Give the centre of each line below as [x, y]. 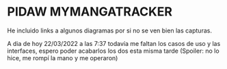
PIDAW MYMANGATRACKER [90, 12]
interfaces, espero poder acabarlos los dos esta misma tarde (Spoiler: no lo [113, 51]
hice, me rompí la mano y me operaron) [63, 57]
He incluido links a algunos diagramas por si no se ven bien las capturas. [109, 30]
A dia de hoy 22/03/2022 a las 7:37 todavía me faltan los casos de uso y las [114, 43]
